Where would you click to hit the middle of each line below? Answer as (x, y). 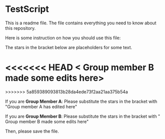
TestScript (27, 9)
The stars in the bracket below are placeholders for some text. (69, 47)
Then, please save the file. (32, 131)
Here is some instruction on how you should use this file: (63, 38)
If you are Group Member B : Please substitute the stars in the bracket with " (82, 116)
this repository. (21, 28)
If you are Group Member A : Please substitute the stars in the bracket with (81, 101)
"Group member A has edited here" (41, 106)
